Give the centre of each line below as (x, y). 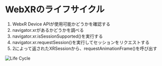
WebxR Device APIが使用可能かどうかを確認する (61, 24)
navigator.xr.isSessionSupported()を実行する (58, 36)
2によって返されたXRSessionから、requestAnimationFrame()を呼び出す (85, 48)
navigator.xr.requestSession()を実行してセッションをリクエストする (81, 42)
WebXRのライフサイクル (55, 10)
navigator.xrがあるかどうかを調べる (48, 30)
